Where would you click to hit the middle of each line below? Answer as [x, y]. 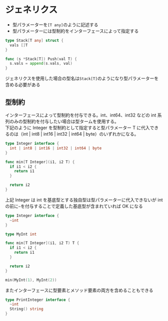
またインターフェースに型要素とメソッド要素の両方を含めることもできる [79, 290]
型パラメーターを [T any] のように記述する [55, 25]
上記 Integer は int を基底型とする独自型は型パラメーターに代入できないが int [84, 200]
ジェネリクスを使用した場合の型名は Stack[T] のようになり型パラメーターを [82, 78]
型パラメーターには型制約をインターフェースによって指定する [75, 31]
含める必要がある [23, 85]
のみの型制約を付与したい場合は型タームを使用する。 [64, 121]
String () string [26, 309]
